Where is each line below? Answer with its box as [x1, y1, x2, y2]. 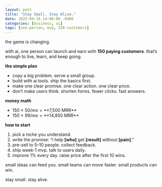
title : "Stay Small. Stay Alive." [5, 12, 76, 17]
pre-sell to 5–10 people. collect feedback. [12, 142, 97, 148]
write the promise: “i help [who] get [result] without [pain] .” [12, 137, 134, 143]
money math [5, 98, 32, 104]
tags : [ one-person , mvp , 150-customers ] [5, 26, 90, 30]
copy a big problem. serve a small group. [12, 73, 96, 79]
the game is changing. [5, 39, 50, 45]
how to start [5, 122, 31, 128]
